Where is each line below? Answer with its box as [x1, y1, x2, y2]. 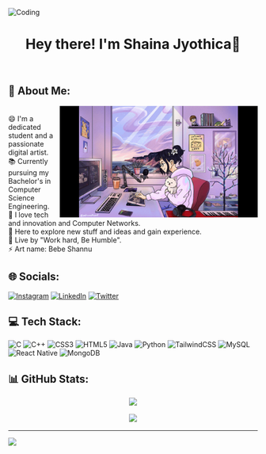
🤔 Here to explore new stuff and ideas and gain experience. [8, 227, 202, 236]
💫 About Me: [8, 84, 71, 98]
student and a [8, 131, 54, 140]
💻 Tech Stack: [8, 315, 82, 328]
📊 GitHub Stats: [8, 372, 89, 386]
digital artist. [8, 147, 49, 157]
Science [8, 193, 35, 202]
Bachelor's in [8, 176, 51, 185]
